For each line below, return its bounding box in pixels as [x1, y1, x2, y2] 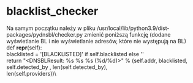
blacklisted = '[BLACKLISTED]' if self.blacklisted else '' [6, 50, 144, 57]
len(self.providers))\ [6, 70, 56, 77]
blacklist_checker [6, 4, 99, 18]
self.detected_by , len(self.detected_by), [6, 63, 108, 71]
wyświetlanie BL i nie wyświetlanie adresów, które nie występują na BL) [6, 37, 187, 45]
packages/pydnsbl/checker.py [6, 31, 83, 38]
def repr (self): [6, 44, 42, 51]
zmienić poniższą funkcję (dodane [83, 31, 171, 38]
